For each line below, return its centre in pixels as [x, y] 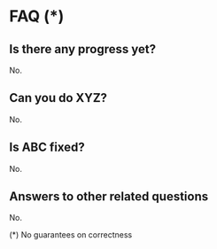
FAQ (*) [37, 16]
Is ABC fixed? [47, 148]
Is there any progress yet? [83, 49]
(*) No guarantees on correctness [71, 235]
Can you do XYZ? [58, 98]
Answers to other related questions [109, 197]
